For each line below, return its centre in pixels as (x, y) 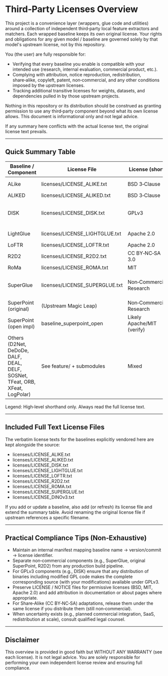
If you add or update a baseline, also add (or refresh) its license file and (79, 507)
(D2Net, (17, 344)
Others (16, 337)
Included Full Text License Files (55, 427)
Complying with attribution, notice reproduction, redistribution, (77, 74)
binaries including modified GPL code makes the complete (72, 577)
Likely (134, 317)
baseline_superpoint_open (72, 323)
